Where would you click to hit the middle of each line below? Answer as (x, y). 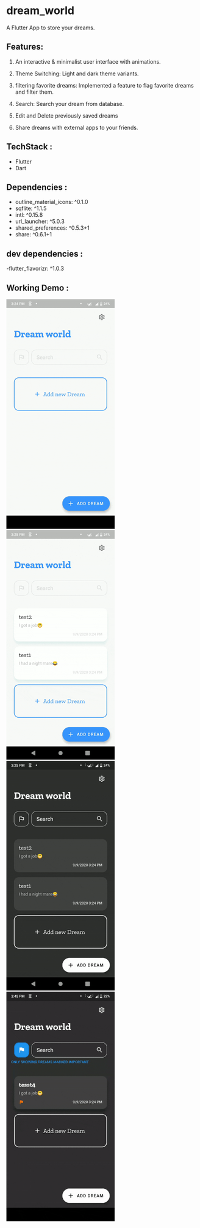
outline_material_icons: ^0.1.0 (52, 202)
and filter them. (34, 92)
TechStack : (30, 147)
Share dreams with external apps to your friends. (77, 127)
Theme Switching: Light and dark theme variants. (77, 73)
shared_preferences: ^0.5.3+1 (52, 228)
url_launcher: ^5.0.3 (40, 222)
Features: (25, 47)
